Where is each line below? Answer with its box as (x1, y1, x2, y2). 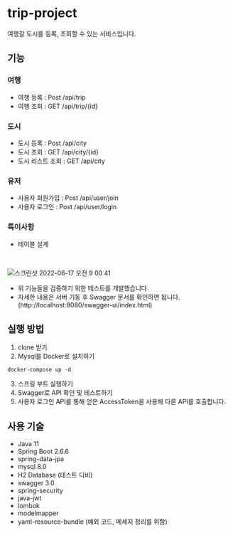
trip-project (7, 5, 77, 21)
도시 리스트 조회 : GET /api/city (17, 157, 105, 165)
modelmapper (17, 509, 59, 517)
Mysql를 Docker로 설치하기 (17, 352, 95, 361)
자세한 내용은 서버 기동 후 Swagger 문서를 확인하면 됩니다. (17, 292, 180, 301)
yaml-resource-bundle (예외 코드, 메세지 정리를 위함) (17, 517, 168, 526)
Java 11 (17, 440, 39, 448)
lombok (17, 502, 40, 510)
